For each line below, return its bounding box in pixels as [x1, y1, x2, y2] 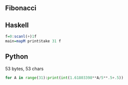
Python [5, 52, 28, 61]
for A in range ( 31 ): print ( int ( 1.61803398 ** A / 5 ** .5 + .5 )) [5, 75, 124, 80]
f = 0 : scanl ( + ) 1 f [5, 34, 37, 39]
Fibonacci [5, 4, 36, 12]
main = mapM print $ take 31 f [5, 39, 61, 44]
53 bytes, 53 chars [5, 66, 44, 72]
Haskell [5, 21, 29, 29]
